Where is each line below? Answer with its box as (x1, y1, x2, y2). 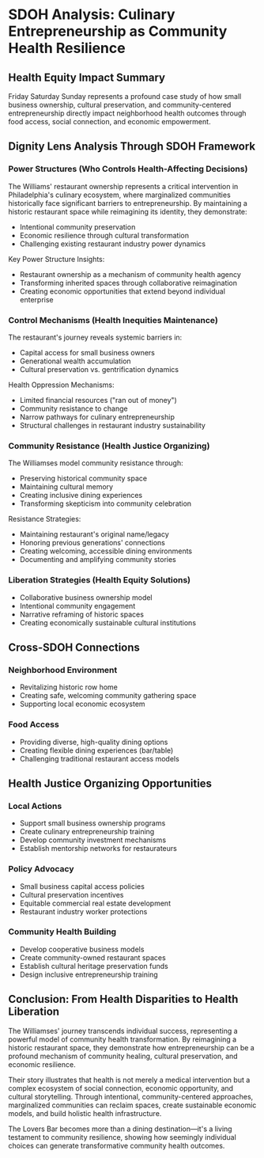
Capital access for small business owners (19, 347, 156, 357)
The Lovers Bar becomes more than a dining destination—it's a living (8, 1124, 232, 1133)
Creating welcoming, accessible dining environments (19, 546, 193, 556)
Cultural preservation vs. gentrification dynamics (19, 364, 179, 374)
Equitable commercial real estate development (19, 898, 172, 908)
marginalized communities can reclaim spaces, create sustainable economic (8, 1100, 257, 1110)
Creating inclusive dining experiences (19, 491, 143, 500)
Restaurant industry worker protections (19, 906, 148, 916)
